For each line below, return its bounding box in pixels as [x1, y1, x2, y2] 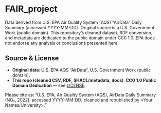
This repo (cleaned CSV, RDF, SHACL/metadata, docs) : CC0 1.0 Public [12, 77, 157, 83]
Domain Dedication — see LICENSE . [12, 82, 86, 88]
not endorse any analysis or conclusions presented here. [5, 40, 119, 46]
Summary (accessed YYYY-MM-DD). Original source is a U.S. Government [5, 24, 155, 30]
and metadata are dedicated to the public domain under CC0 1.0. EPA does [5, 35, 155, 41]
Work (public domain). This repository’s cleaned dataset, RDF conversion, [5, 30, 153, 35]
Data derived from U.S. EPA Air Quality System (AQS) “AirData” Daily [5, 19, 142, 25]
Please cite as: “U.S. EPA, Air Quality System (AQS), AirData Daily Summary [5, 92, 156, 97]
